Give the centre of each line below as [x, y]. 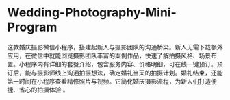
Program [32, 27]
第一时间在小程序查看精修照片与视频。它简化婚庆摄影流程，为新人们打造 [109, 81]
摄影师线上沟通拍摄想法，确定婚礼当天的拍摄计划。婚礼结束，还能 [130, 73]
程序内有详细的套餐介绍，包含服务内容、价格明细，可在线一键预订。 [121, 64]
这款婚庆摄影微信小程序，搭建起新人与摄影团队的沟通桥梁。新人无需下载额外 [115, 47]
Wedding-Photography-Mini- [92, 13]
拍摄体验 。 [53, 90]
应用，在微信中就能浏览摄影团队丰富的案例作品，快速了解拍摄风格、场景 [109, 55]
